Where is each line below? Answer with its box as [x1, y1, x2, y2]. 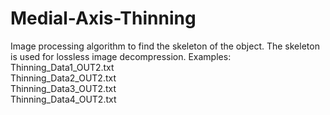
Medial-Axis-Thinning [10, 7, 197, 30]
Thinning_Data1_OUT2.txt [10, 61, 115, 73]
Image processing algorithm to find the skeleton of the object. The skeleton [10, 40, 320, 52]
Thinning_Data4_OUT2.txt [10, 93, 117, 105]
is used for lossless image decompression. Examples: [10, 50, 232, 62]
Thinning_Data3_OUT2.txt [10, 82, 117, 94]
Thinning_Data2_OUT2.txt [10, 72, 117, 84]
